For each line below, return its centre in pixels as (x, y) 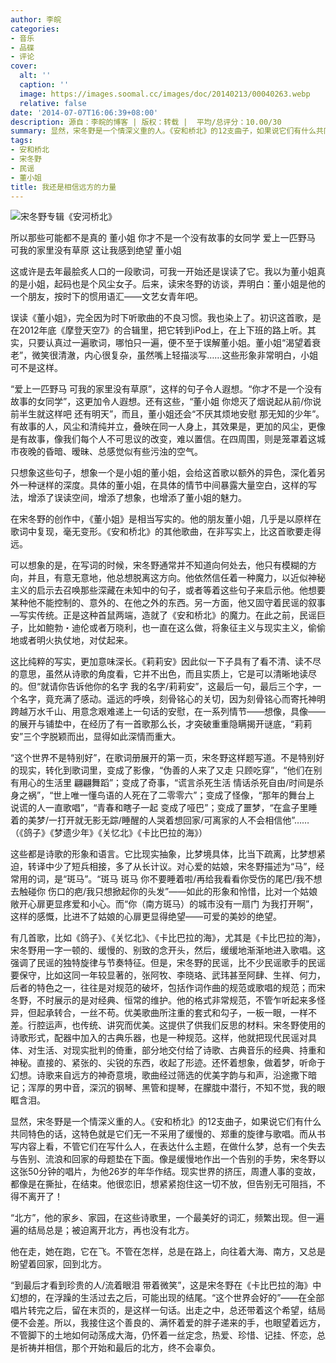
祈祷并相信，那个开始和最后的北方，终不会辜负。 (119, 1348)
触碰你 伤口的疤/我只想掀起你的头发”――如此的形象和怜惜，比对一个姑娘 (168, 892)
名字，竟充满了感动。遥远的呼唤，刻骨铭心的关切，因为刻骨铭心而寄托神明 (172, 699)
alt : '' (35, 76)
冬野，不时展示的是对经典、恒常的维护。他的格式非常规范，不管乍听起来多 (163, 1000)
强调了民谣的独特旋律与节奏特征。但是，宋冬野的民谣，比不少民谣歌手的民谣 (168, 963)
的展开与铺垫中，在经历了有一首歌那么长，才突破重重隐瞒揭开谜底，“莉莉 (161, 724)
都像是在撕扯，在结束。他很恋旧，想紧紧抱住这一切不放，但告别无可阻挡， (163, 1184)
